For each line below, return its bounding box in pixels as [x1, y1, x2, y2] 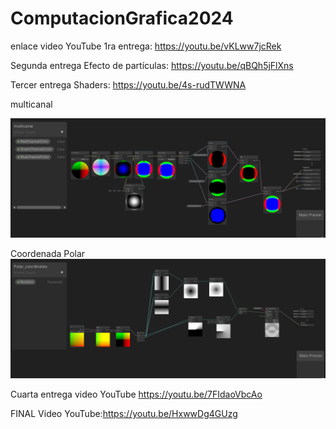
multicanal [10, 98, 53, 110]
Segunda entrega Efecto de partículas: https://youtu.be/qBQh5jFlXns [10, 59, 294, 71]
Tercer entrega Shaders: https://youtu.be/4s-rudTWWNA [10, 78, 247, 91]
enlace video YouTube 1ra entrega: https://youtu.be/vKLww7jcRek [10, 40, 282, 52]
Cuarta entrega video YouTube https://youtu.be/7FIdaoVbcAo [10, 388, 263, 400]
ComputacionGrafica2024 [10, 7, 234, 30]
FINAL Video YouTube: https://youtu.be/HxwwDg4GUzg [10, 407, 238, 419]
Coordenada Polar [10, 247, 86, 259]
